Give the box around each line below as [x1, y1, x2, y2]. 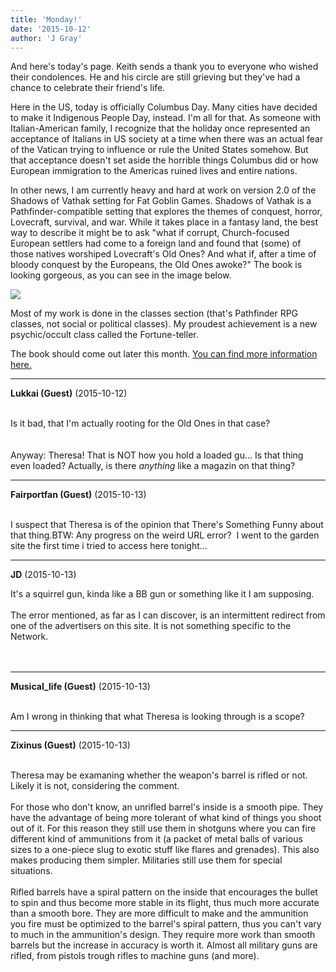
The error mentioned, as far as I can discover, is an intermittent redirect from [10, 609, 326, 621]
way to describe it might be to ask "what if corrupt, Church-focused [10, 227, 290, 239]
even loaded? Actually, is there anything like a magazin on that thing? [10, 460, 296, 472]
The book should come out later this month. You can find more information [10, 348, 318, 360]
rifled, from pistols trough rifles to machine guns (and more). [10, 950, 260, 962]
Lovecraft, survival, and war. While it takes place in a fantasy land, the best [10, 216, 319, 228]
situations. [10, 865, 53, 877]
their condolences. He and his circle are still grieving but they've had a [10, 71, 301, 83]
